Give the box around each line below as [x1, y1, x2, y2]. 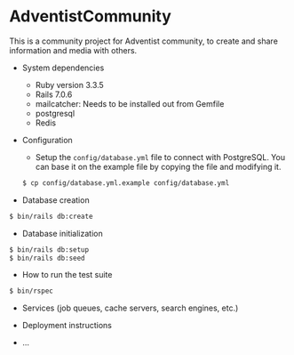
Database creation [21, 194, 91, 206]
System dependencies [21, 62, 105, 73]
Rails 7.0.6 [35, 89, 73, 100]
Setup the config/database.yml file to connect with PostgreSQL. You [35, 151, 286, 162]
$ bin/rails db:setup [9, 245, 90, 254]
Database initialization [21, 228, 104, 238]
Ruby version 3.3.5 [35, 79, 104, 90]
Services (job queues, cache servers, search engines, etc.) [21, 303, 239, 313]
